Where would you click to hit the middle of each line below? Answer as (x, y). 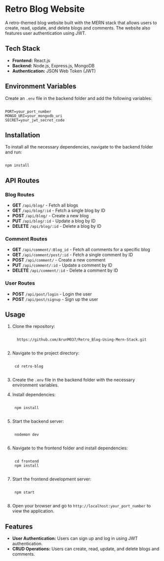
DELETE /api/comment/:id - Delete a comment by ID (65, 270)
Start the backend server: (38, 421)
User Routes (20, 283)
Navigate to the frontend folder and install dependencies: (70, 448)
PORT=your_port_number (28, 112)
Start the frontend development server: (52, 479)
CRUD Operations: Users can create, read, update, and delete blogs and (86, 549)
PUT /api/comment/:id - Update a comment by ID (62, 265)
